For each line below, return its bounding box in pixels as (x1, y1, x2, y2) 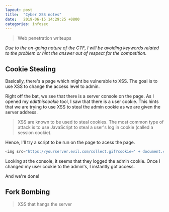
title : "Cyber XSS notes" (5, 12, 62, 17)
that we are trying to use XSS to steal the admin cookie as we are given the (5, 104, 161, 110)
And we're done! (5, 173, 40, 179)
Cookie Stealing (5, 65, 56, 73)
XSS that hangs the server (17, 201, 72, 207)
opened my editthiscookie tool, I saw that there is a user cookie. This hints (5, 98, 159, 104)
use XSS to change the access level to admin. (5, 83, 100, 89)
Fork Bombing (5, 188, 50, 196)
